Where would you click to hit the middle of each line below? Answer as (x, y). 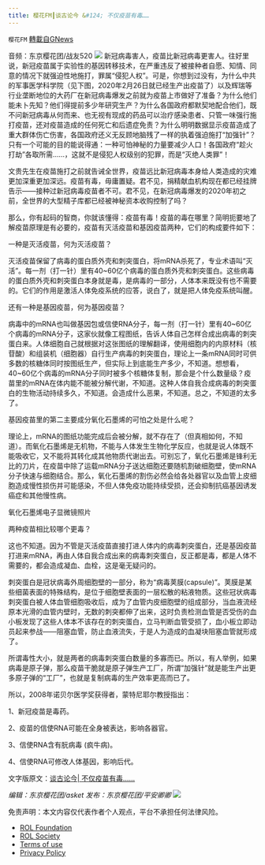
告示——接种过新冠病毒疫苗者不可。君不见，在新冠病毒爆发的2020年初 (124, 191)
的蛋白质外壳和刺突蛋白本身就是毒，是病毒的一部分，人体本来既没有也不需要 (132, 280)
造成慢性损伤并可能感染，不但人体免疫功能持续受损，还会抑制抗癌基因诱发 (136, 485)
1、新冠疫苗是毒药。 (41, 711)
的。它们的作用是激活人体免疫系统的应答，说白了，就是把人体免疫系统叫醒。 (132, 290)
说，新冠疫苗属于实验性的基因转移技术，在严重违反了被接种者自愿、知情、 (129, 65)
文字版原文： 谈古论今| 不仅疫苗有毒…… (72, 778)
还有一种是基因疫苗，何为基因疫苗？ (67, 307)
